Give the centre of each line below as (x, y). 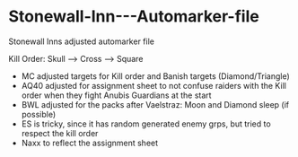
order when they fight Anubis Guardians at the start (116, 95)
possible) (39, 114)
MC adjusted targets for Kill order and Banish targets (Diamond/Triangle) (156, 76)
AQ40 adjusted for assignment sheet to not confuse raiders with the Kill (153, 85)
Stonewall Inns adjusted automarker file (81, 41)
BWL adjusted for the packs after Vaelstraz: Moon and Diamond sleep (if (155, 104)
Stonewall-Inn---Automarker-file (134, 17)
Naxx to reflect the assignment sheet (90, 143)
